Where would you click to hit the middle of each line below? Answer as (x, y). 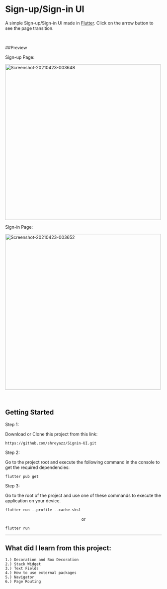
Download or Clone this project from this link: (51, 434)
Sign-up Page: (20, 57)
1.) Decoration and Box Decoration (42, 560)
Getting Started (30, 412)
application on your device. (33, 501)
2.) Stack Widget (23, 564)
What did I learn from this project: (58, 548)
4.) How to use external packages (41, 573)
